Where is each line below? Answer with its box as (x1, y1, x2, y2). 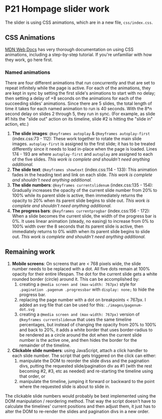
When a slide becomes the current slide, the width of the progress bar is (12, 213, 157, 219)
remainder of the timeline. (19, 342, 71, 348)
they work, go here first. (5, 57, 53, 63)
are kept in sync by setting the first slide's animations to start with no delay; (5, 90, 156, 96)
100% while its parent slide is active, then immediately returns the (12, 193, 143, 199)
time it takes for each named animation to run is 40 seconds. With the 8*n (5, 106, 152, 112)
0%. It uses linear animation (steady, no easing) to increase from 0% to (12, 218, 154, 224)
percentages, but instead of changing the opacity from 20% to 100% (19, 321, 157, 327)
